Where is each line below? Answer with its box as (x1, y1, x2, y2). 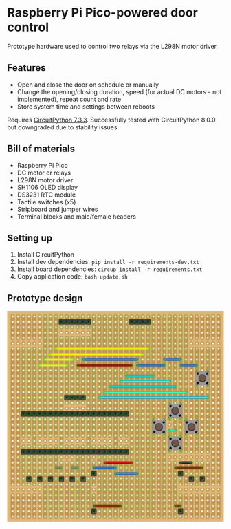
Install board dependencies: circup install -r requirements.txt (16, 265, 203, 273)
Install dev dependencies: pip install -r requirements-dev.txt (16, 258, 199, 266)
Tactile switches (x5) (16, 197, 76, 206)
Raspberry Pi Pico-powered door (7, 5, 198, 21)
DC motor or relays (16, 169, 71, 177)
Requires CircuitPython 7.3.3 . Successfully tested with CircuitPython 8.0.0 (7, 116, 216, 124)
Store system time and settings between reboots (16, 102, 155, 111)
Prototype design (7, 292, 83, 304)
